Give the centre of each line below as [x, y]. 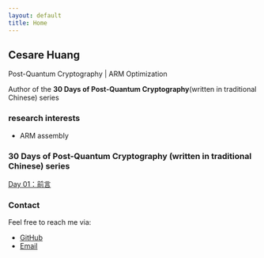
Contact [24, 205]
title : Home [28, 23]
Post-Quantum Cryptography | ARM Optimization [88, 74]
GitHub [31, 237]
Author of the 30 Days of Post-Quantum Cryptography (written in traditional [132, 89]
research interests [44, 118]
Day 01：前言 [30, 184]
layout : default [35, 15]
